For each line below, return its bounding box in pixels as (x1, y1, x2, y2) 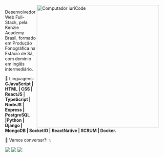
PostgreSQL (5, 112, 30, 118)
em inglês (5, 61, 25, 67)
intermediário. (5, 66, 33, 72)
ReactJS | (5, 91, 25, 97)
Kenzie (5, 24, 19, 30)
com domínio (5, 56, 32, 62)
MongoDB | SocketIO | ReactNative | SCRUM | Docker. (5, 128, 117, 134)
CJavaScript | (5, 81, 34, 87)
